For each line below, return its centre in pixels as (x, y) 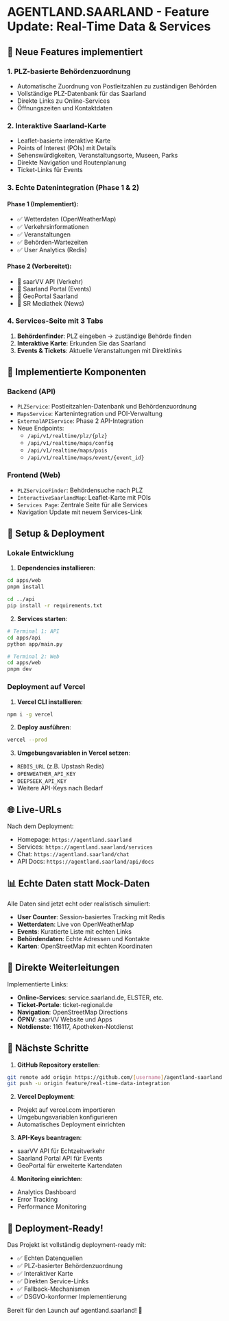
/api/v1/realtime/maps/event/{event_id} (86, 458)
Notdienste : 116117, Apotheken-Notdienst (75, 1026)
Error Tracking (37, 1200)
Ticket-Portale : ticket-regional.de (65, 1004)
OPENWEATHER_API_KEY (46, 774)
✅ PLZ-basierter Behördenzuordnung (70, 1266)
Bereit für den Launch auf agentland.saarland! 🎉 (75, 1311)
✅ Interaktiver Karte (45, 1274)
